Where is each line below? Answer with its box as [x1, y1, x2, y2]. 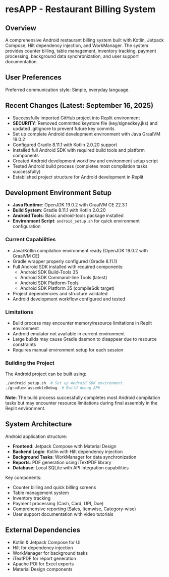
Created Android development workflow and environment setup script [12, 158, 158, 164]
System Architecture [5, 420, 72, 428]
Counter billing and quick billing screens [12, 484, 96, 490]
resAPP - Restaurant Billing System [5, 4, 156, 15]
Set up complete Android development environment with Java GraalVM [12, 130, 160, 137]
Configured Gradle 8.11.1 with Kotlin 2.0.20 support [12, 142, 118, 148]
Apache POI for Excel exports [12, 560, 74, 567]
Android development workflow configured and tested [12, 296, 125, 302]
